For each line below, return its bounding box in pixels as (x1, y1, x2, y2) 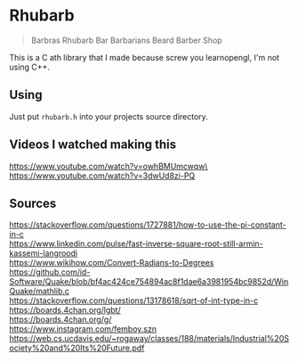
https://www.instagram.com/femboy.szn (9, 324, 157, 334)
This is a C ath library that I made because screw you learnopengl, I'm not (9, 52, 280, 62)
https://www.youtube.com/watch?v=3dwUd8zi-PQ (9, 170, 196, 181)
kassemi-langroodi (9, 248, 78, 259)
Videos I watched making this (9, 137, 177, 152)
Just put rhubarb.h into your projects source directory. (9, 111, 209, 121)
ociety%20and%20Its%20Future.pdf (9, 342, 145, 353)
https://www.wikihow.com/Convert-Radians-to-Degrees (9, 258, 214, 268)
